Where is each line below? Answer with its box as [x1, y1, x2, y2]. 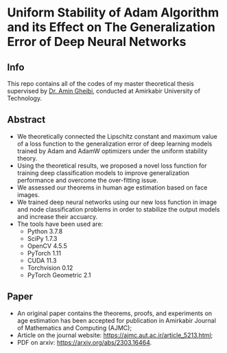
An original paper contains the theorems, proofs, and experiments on [16, 309, 213, 317]
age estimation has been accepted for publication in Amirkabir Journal [16, 316, 216, 324]
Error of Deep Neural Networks [7, 34, 187, 49]
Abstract [7, 114, 46, 126]
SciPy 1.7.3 [27, 234, 58, 242]
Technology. [7, 94, 43, 102]
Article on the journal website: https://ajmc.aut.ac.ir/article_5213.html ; [16, 331, 213, 339]
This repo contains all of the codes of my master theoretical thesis [7, 80, 194, 87]
